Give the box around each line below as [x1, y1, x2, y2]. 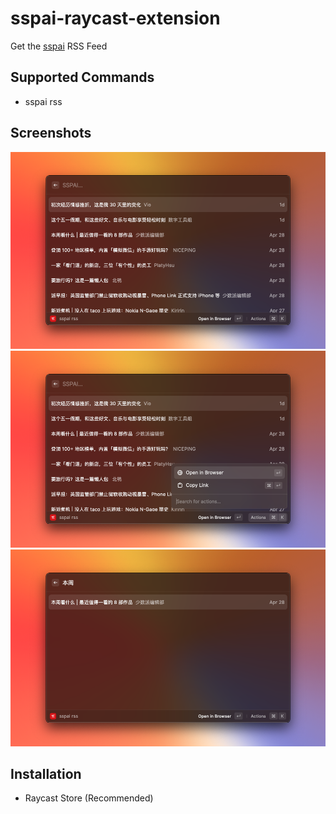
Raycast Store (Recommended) [24, 792, 154, 804]
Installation [10, 765, 82, 782]
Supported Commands [10, 69, 155, 86]
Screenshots [10, 125, 92, 142]
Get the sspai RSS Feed [10, 40, 108, 52]
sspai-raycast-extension [10, 7, 221, 30]
